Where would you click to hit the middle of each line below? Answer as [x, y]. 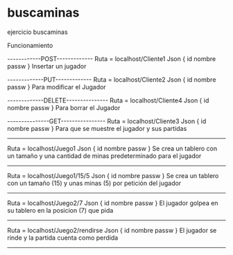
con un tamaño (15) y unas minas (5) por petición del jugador [94, 183]
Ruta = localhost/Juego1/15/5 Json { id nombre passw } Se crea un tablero [113, 175]
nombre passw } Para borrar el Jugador [64, 107]
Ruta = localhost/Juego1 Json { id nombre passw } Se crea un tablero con [112, 148]
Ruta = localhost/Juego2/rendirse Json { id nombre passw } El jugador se [112, 230]
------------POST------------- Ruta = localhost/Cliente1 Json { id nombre [112, 59]
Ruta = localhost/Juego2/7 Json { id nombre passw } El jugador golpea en [113, 203]
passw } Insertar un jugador [47, 66]
